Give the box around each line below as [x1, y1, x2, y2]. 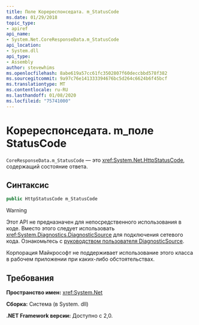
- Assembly [6, 59, 34, 65]
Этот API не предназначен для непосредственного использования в [6, 218, 182, 225]
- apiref [6, 25, 28, 32]
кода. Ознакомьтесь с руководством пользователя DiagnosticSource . [6, 237, 185, 245]
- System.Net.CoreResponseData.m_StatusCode [6, 37, 119, 43]
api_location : [6, 43, 42, 49]
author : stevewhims [6, 64, 55, 71]
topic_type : [6, 20, 36, 26]
